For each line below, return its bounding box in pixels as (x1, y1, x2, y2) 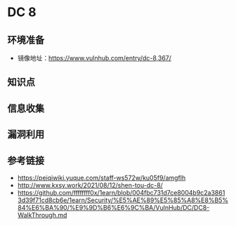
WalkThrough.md (17, 211, 67, 219)
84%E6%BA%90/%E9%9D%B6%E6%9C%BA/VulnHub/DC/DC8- (17, 203, 210, 211)
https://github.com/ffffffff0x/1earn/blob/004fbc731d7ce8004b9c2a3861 (17, 188, 225, 197)
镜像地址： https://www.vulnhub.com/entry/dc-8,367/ (17, 54, 172, 62)
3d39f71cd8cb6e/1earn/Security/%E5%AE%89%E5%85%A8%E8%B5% (17, 196, 229, 204)
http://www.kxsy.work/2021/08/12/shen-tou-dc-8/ (17, 180, 163, 190)
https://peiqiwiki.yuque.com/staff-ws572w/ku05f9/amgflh (17, 173, 186, 182)
